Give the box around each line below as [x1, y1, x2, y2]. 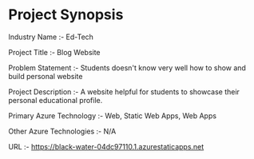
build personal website [8, 71, 83, 81]
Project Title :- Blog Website [8, 47, 101, 57]
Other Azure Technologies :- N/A [8, 126, 117, 136]
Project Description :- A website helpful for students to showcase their [8, 86, 240, 97]
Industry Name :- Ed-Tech [8, 32, 94, 42]
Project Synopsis [8, 6, 124, 24]
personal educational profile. [8, 95, 103, 105]
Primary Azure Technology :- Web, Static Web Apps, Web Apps [8, 110, 217, 121]
